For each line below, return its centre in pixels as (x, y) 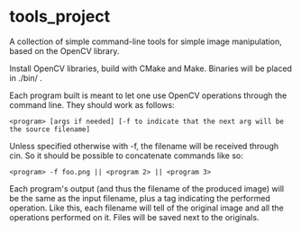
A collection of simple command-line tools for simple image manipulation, (146, 41)
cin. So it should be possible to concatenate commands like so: (126, 156)
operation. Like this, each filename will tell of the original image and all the (146, 208)
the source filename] (50, 129)
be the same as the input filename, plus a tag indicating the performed (140, 198)
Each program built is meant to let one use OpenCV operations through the (148, 95)
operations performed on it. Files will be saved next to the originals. (134, 217)
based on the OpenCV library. (64, 50)
